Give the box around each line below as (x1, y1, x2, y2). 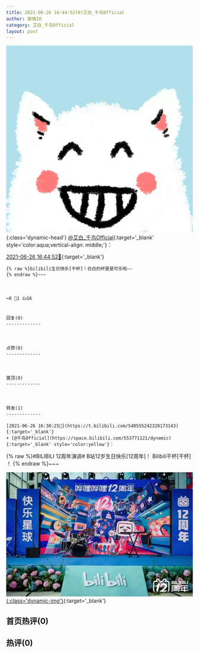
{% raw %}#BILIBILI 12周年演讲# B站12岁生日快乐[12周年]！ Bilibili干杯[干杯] (6, 453, 191, 460)
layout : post (6, 28, 38, 34)
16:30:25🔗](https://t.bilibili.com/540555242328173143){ (37, 423, 179, 429)
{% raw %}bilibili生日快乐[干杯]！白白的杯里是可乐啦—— (6, 266, 133, 272)
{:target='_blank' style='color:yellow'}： (6, 442, 114, 448)
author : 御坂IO (6, 15, 42, 22)
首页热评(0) (6, 616, 49, 626)
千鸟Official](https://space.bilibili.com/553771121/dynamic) (17, 435, 172, 441)
